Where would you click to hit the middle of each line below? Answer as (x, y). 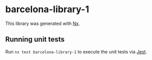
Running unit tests (35, 39)
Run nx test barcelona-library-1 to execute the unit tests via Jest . (76, 51)
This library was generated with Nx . (43, 23)
